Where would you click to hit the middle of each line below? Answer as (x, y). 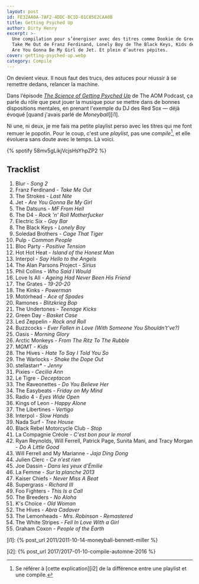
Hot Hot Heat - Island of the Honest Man (65, 252)
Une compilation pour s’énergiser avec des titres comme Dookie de (97, 39)
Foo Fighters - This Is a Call (49, 491)
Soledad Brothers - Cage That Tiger (59, 233)
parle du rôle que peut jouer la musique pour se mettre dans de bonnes (94, 102)
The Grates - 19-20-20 (43, 283)
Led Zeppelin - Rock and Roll (50, 321)
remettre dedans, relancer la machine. (53, 84)
